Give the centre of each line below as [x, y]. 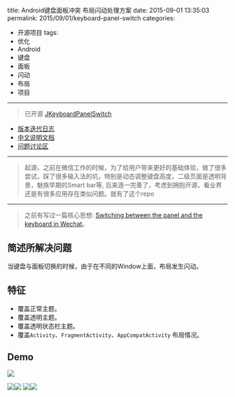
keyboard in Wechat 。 [56, 224]
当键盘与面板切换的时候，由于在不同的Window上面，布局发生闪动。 [105, 266]
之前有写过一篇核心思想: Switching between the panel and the [113, 215]
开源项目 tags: [38, 33]
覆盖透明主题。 [39, 317]
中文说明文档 [36, 137]
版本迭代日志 [36, 129]
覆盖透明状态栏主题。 [48, 326]
